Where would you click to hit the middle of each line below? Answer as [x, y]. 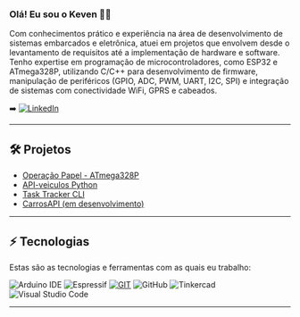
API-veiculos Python [60, 185]
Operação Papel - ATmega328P [81, 175]
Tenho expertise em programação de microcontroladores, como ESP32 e [144, 63]
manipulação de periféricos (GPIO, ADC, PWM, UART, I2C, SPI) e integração [149, 81]
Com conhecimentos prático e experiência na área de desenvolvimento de [146, 34]
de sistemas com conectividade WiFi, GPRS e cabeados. [113, 91]
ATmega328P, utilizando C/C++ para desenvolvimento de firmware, [134, 71]
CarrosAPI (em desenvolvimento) [83, 204]
